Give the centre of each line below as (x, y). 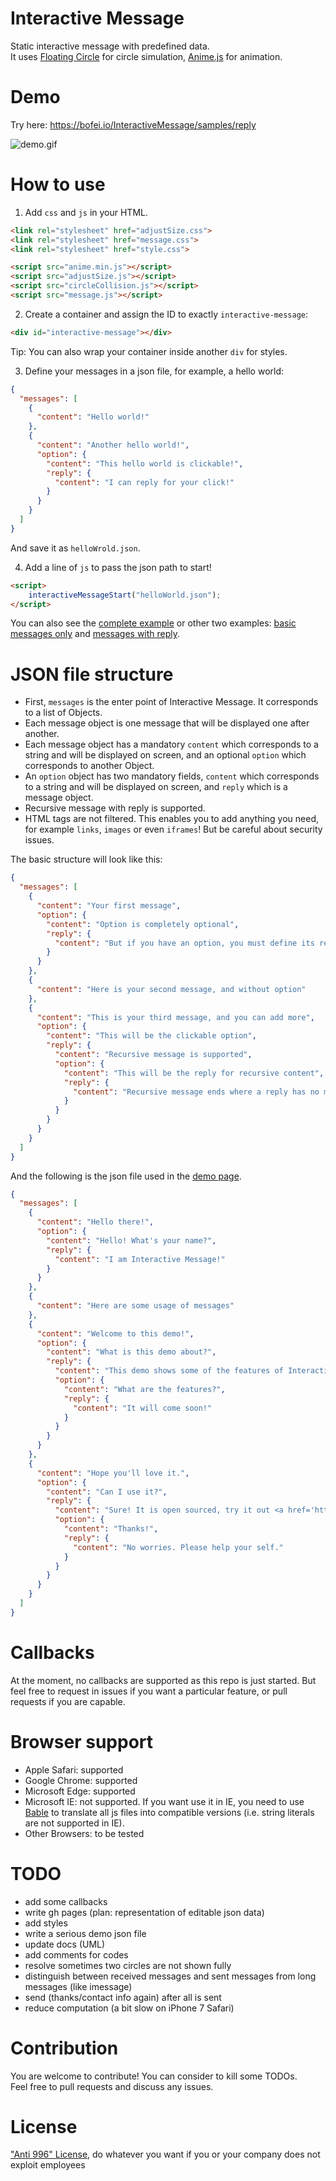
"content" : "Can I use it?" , (107, 1492)
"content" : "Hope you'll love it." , (113, 1473)
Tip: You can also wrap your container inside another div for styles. (149, 351)
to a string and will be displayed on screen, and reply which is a (156, 787)
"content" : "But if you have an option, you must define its (184, 943)
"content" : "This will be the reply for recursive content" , (194, 1073)
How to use (58, 184)
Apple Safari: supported (74, 1769)
